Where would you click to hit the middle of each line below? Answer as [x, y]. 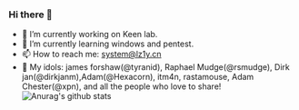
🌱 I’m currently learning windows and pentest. [108, 44]
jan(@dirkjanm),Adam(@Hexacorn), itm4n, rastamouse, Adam [138, 77]
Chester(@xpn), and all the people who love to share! [121, 86]
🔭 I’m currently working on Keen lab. [90, 35]
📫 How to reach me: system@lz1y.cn [91, 55]
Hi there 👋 [31, 15]
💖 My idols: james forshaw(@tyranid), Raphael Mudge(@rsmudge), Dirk [155, 67]
